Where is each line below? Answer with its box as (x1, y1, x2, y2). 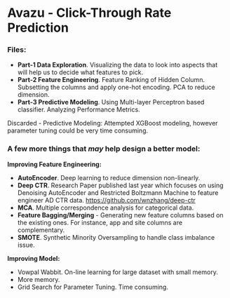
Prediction (7, 20, 69, 36)
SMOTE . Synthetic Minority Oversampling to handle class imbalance (17, 233, 215, 241)
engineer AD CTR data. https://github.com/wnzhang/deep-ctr (17, 196, 196, 204)
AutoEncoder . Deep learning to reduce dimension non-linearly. (17, 173, 201, 182)
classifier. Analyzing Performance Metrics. (17, 105, 140, 114)
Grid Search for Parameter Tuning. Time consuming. (17, 283, 168, 291)
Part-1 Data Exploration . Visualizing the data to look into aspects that (17, 61, 218, 69)
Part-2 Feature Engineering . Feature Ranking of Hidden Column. (17, 76, 205, 84)
